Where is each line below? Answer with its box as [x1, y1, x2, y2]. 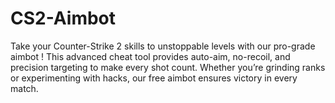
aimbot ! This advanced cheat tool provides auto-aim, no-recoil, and [10, 50, 291, 62]
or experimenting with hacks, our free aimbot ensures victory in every [10, 72, 298, 84]
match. [10, 82, 39, 94]
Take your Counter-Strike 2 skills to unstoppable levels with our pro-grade [10, 40, 316, 52]
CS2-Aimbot [10, 7, 117, 30]
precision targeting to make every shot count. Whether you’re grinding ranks [10, 61, 326, 73]
